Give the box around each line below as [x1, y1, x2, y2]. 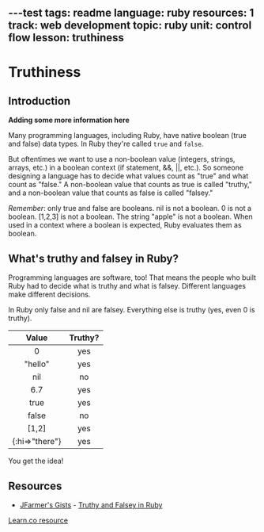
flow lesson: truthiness [8, 31, 125, 44]
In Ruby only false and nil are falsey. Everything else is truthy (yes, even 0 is [8, 305, 255, 315]
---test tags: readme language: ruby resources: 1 [8, 6, 255, 20]
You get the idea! [8, 456, 64, 466]
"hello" [24, 358, 50, 369]
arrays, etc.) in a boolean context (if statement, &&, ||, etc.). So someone [8, 163, 243, 173]
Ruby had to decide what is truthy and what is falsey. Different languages [8, 281, 247, 291]
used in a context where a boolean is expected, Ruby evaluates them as [8, 220, 243, 230]
